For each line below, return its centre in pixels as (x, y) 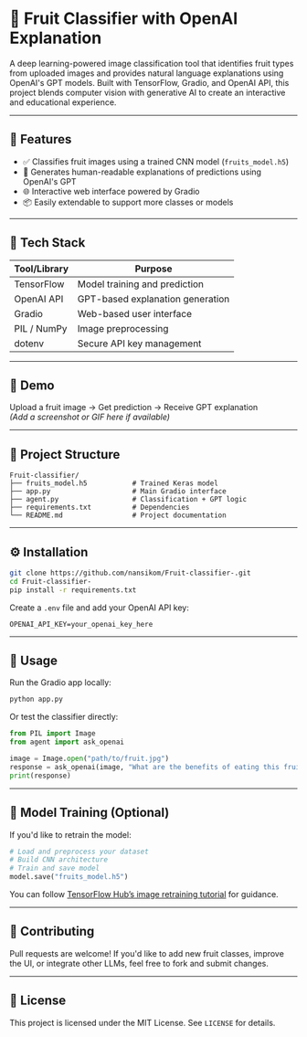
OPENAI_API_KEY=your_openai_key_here (81, 624)
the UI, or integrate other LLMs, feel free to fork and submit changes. (139, 963)
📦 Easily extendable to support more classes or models (128, 202)
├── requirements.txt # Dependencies (100, 508)
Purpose (153, 269)
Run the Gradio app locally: (60, 683)
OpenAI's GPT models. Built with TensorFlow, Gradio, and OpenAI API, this (149, 82)
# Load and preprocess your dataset (79, 852)
